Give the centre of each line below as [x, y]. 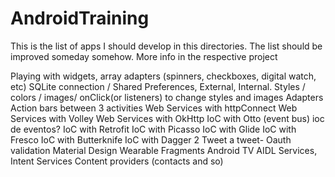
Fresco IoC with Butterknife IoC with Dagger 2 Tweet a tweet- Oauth [151, 139]
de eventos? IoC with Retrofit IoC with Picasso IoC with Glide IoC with [153, 129]
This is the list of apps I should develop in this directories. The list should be [166, 46]
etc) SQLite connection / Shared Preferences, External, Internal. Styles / [158, 86]
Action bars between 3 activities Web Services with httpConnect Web [154, 108]
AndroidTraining [80, 18]
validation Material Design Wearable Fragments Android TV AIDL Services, [164, 150]
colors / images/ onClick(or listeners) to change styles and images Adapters [167, 97]
